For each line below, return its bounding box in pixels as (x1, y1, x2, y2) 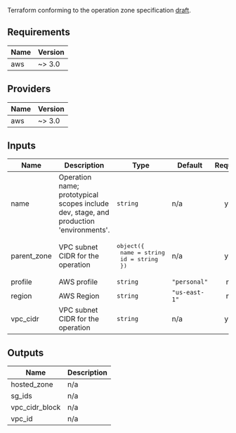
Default (177, 161, 203, 170)
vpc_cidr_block (11, 403, 61, 413)
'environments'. (58, 225, 110, 235)
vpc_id (11, 414, 33, 424)
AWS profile (58, 277, 98, 287)
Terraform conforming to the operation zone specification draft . (7, 6, 191, 14)
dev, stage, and (58, 208, 110, 218)
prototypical (58, 190, 99, 200)
